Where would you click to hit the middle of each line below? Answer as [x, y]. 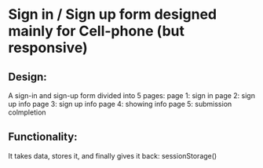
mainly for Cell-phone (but [96, 31]
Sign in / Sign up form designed [113, 15]
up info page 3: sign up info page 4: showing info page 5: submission [120, 104]
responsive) [48, 48]
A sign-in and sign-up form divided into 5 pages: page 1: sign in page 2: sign [131, 95]
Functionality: [43, 137]
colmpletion [27, 112]
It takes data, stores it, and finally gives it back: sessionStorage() [113, 155]
